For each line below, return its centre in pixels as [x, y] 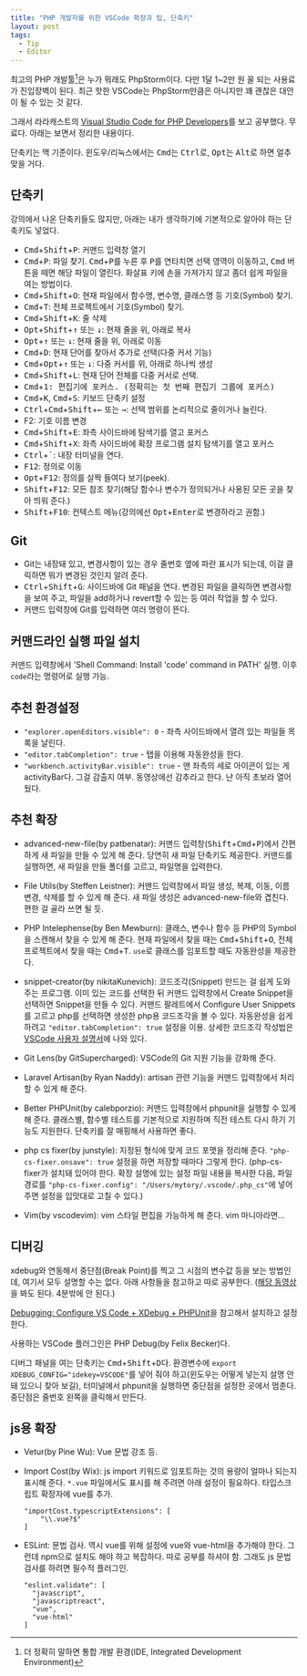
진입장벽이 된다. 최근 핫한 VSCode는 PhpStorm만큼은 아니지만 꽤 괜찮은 [148, 90]
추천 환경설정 [45, 708]
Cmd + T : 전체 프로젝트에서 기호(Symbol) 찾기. [104, 306]
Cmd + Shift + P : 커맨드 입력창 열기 [85, 249]
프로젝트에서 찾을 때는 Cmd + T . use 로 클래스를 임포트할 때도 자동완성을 [148, 950]
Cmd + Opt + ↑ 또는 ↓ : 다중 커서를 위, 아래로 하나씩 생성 [118, 363]
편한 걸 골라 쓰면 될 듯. [63, 908]
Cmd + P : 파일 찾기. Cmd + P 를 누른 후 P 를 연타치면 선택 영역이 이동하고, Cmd [154, 261]
